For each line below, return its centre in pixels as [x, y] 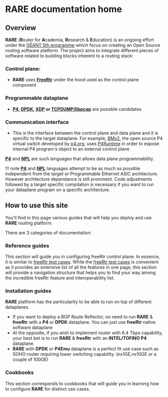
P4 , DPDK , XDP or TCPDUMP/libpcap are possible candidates [77, 109]
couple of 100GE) [30, 359]
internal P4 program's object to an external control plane [71, 149]
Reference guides [27, 245]
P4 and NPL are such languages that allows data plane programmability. [80, 159]
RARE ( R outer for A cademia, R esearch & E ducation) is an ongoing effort [79, 40]
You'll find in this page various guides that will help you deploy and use [78, 217]
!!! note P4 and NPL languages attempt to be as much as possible [73, 168]
